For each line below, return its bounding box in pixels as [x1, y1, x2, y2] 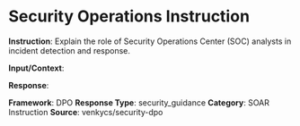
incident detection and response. [8, 45, 131, 55]
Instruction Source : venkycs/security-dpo [8, 106, 163, 117]
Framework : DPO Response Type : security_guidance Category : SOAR [8, 97, 270, 108]
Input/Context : [8, 63, 65, 73]
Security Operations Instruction [8, 6, 251, 27]
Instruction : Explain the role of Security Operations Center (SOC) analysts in [8, 36, 292, 46]
